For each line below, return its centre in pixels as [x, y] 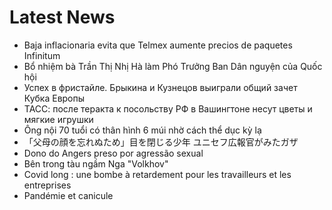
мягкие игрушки [58, 119]
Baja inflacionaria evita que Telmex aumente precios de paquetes [158, 45]
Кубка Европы [54, 98]
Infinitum [42, 55]
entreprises [47, 185]
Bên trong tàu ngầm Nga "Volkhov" [96, 163]
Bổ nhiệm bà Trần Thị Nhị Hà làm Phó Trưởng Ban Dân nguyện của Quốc [173, 66]
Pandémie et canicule [68, 195]
